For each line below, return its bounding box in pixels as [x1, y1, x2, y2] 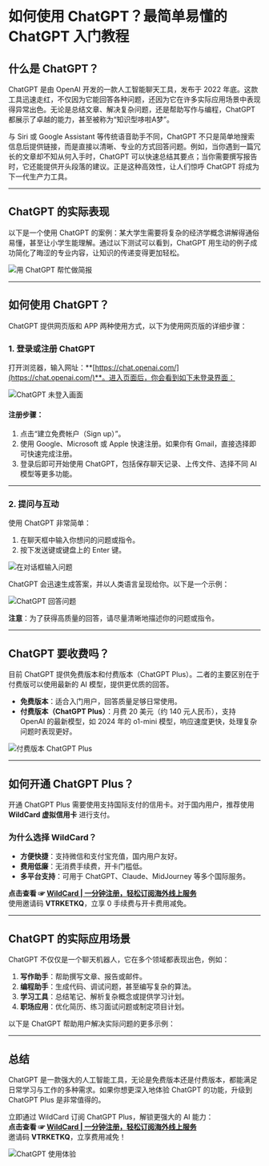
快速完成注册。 [26, 449, 77, 459]
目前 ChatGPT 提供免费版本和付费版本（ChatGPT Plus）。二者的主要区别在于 [8, 670, 260, 679]
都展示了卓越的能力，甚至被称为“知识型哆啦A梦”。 [8, 115, 174, 124]
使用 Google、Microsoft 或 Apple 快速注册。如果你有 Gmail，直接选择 [19, 439, 250, 449]
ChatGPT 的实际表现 [8, 205, 110, 219]
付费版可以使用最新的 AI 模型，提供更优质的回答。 [8, 679, 174, 690]
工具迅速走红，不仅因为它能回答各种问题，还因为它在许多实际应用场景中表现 [8, 95, 261, 104]
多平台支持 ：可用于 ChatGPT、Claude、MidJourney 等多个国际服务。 [19, 872, 251, 881]
